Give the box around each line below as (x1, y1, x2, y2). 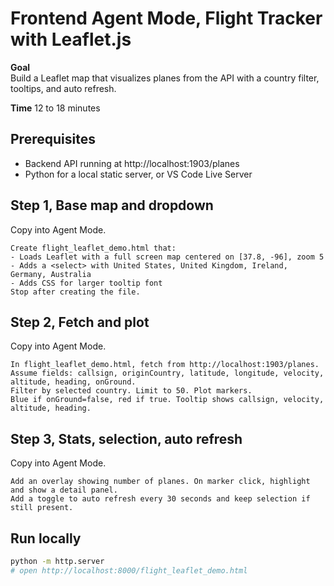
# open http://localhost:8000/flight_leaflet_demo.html (10, 565, 248, 576)
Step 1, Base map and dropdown (10, 197, 214, 214)
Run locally (10, 530, 82, 547)
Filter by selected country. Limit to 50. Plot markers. (10, 386, 253, 396)
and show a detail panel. (10, 485, 118, 496)
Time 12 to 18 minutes (10, 102, 101, 114)
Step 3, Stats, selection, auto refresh (10, 430, 243, 447)
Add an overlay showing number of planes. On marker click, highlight (10, 477, 311, 487)
